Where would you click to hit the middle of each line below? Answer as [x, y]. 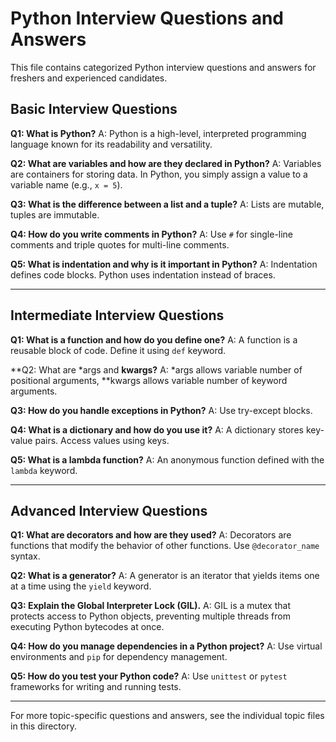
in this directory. [43, 726]
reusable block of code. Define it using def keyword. [118, 350]
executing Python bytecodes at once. [87, 627]
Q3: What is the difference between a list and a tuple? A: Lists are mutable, [167, 204]
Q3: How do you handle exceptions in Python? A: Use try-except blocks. [161, 410]
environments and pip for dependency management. [119, 657]
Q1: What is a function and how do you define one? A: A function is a [154, 339]
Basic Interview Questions [94, 109]
